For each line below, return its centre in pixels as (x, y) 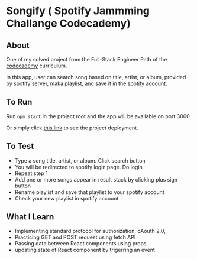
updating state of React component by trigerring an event (85, 250)
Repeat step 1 (31, 173)
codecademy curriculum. (37, 66)
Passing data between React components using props (80, 244)
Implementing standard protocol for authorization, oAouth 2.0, (90, 231)
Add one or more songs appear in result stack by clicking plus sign (96, 179)
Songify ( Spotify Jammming (78, 11)
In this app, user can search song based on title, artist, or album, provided (96, 77)
